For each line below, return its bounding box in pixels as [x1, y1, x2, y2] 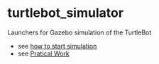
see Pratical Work [17, 49, 70, 58]
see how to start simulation [17, 41, 97, 50]
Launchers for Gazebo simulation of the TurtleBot [7, 28, 152, 37]
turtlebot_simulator [7, 5, 124, 21]
